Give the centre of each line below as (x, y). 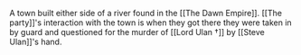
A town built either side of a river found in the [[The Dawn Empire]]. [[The (146, 13)
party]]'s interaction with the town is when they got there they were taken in (150, 23)
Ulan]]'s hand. (36, 41)
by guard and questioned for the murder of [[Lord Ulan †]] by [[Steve (137, 32)
